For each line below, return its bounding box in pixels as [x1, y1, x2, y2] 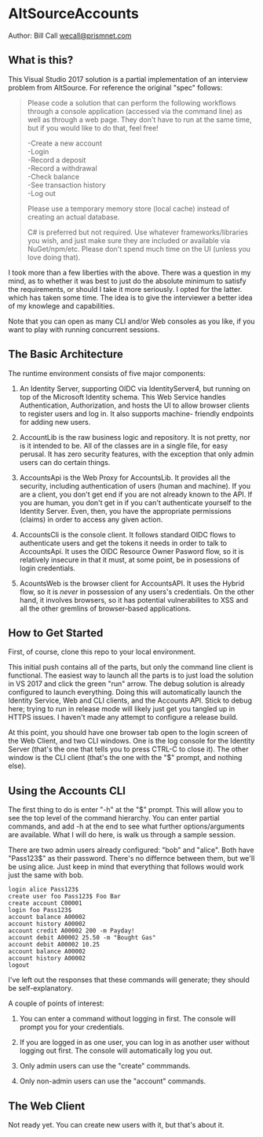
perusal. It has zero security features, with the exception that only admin [19, 449, 254, 459]
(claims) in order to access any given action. [19, 515, 163, 524]
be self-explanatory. [8, 984, 73, 993]
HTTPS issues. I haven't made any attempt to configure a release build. [8, 713, 238, 722]
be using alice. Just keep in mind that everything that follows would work [8, 862, 244, 872]
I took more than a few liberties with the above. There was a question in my [8, 268, 251, 277]
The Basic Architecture [8, 348, 123, 361]
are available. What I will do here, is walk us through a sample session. [8, 830, 236, 840]
